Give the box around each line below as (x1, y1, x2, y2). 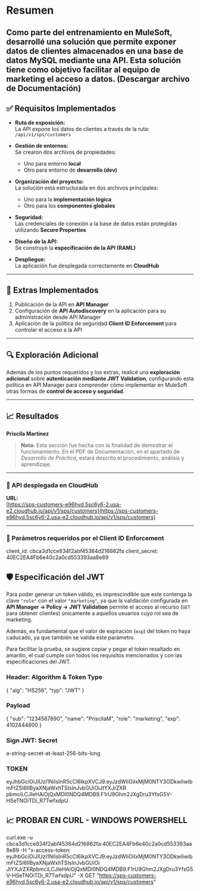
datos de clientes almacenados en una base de (6, 46, 184, 56)
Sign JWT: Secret (6, 736, 58, 744)
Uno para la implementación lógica (23, 196, 112, 203)
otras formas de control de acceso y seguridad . (6, 388, 125, 395)
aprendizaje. (20, 460, 52, 468)
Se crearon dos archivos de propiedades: (14, 148, 117, 156)
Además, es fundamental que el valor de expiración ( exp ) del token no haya (6, 628, 190, 635)
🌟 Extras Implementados (6, 285, 99, 295)
